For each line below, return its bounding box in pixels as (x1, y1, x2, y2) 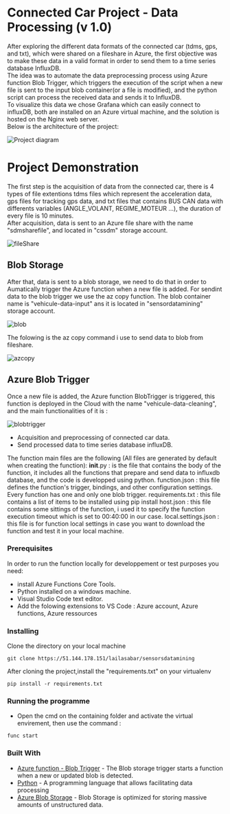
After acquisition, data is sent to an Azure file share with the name (7, 218, 194, 227)
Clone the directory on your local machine (7, 642, 126, 650)
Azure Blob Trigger (7, 374, 90, 386)
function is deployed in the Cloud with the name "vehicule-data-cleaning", (7, 399, 217, 408)
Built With (7, 748, 41, 758)
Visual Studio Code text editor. (16, 594, 104, 603)
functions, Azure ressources (16, 609, 97, 617)
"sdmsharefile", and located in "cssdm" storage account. (7, 226, 168, 234)
